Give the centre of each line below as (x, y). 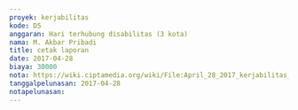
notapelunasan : (37, 91)
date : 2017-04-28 (41, 59)
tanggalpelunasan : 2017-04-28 (65, 83)
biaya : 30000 (33, 67)
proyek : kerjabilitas (49, 17)
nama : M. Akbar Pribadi (53, 42)
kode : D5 (25, 26)
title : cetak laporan (49, 51)
